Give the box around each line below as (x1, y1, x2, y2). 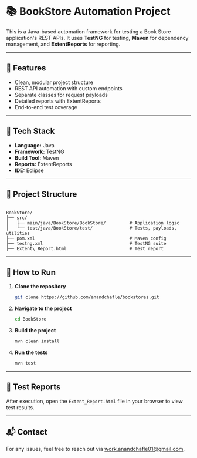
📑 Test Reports (6, 382, 61, 392)
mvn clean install (14, 338, 60, 344)
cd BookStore (14, 316, 47, 322)
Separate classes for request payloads (14, 91, 108, 98)
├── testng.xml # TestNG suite (6, 241, 167, 247)
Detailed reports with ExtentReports (14, 97, 101, 105)
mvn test (14, 360, 36, 366)
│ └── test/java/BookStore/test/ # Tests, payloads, (6, 225, 177, 231)
